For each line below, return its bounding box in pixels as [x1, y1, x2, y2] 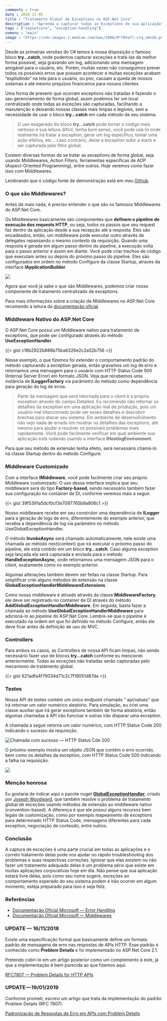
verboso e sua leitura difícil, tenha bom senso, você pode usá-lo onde [17, 126, 161, 132]
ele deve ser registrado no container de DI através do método [5, 597, 131, 603]
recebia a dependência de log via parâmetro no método [5, 520, 119, 526]
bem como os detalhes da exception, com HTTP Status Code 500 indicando [5, 752, 161, 759]
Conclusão [5, 835, 32, 842]
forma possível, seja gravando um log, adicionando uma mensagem [5, 59, 144, 65]
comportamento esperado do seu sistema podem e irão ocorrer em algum [5, 878, 157, 884]
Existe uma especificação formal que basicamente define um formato [5, 936, 148, 942]
